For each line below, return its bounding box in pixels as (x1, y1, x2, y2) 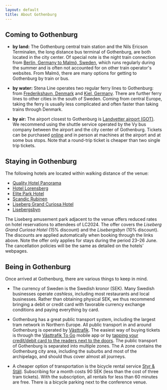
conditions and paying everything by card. (12, 307, 100, 313)
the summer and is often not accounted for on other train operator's (12, 65, 152, 71)
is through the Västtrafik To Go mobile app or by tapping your (12, 332, 139, 338)
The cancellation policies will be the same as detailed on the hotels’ (5, 243, 144, 249)
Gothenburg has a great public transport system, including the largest (12, 316, 156, 322)
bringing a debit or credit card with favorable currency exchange (12, 301, 146, 307)
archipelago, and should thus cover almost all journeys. (12, 353, 126, 360)
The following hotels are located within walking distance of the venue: (5, 170, 149, 176)
